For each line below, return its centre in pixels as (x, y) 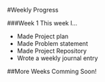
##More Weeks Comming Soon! (52, 71)
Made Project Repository (52, 51)
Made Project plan (43, 36)
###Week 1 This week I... (42, 23)
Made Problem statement (52, 43)
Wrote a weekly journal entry (57, 58)
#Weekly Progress (33, 10)
